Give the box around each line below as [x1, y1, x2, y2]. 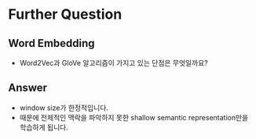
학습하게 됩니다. [19, 123, 68, 132]
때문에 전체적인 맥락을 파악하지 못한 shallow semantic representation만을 [19, 112, 249, 122]
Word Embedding [8, 37, 96, 50]
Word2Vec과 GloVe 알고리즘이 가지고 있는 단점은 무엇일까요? [19, 59, 208, 67]
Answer [8, 81, 48, 94]
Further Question [8, 5, 123, 23]
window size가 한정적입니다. [19, 103, 108, 112]
